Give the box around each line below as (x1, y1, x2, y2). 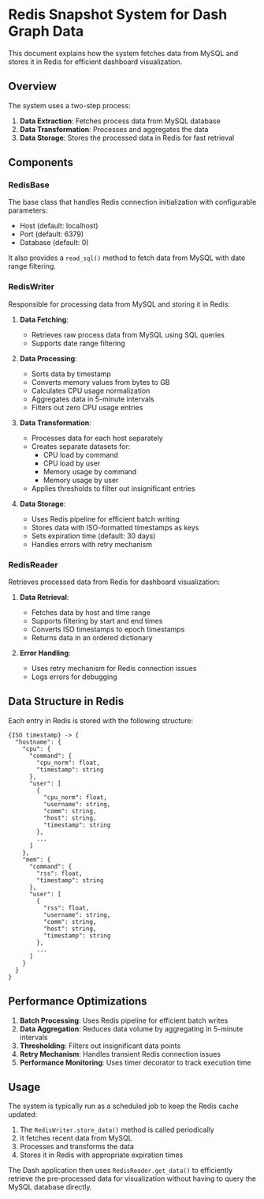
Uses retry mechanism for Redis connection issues (31, 664, 197, 673)
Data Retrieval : (19, 593, 69, 602)
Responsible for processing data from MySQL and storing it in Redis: (8, 299, 231, 309)
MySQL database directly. (8, 1182, 92, 1192)
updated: (8, 1110, 38, 1119)
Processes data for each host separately (31, 433, 163, 443)
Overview (8, 80, 58, 93)
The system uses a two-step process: (8, 100, 132, 110)
